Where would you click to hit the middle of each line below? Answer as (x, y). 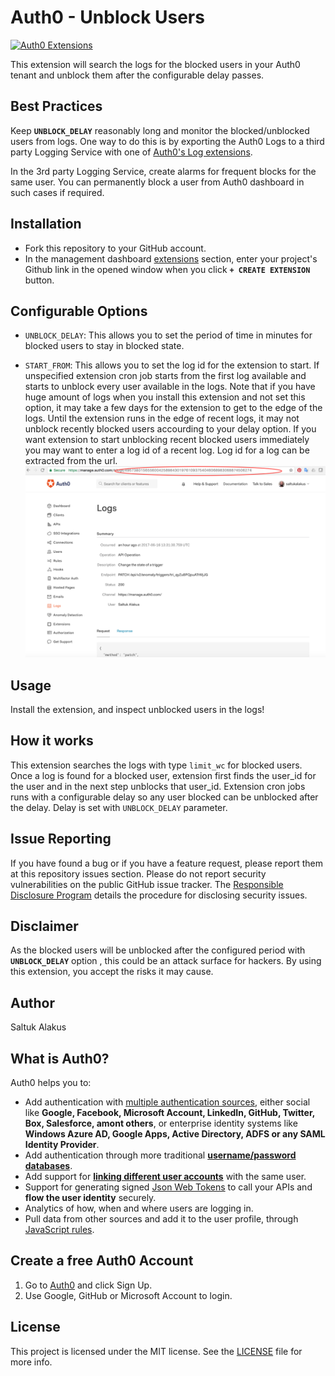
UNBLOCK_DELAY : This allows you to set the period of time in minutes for (168, 335)
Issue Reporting (61, 839)
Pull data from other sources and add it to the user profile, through (161, 1219)
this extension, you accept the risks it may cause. (112, 972)
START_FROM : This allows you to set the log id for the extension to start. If (172, 365)
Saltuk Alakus (38, 1027)
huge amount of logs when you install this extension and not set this (165, 397)
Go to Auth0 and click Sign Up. (88, 1285)
